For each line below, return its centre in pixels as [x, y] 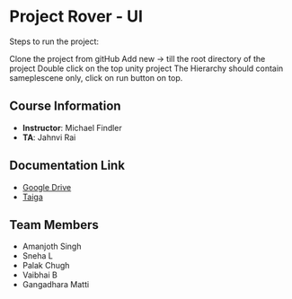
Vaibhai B [40, 275]
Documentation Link [67, 166]
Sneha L [38, 256]
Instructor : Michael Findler [72, 128]
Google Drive [47, 187]
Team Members [54, 225]
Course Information [65, 106]
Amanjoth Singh [52, 246]
